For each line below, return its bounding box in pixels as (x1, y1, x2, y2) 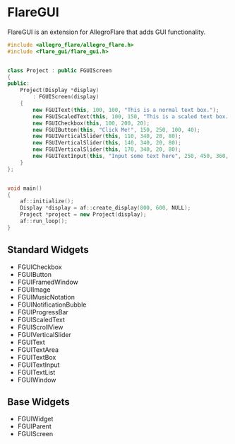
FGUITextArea (17, 345, 59, 354)
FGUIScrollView (17, 323, 64, 331)
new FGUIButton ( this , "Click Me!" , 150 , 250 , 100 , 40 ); (32, 126, 200, 133)
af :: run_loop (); (20, 217, 68, 225)
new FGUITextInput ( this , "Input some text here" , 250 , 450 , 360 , (32, 153, 229, 160)
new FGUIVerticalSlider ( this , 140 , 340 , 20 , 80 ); (32, 140, 181, 147)
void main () (7, 185, 42, 192)
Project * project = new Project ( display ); (20, 211, 147, 218)
